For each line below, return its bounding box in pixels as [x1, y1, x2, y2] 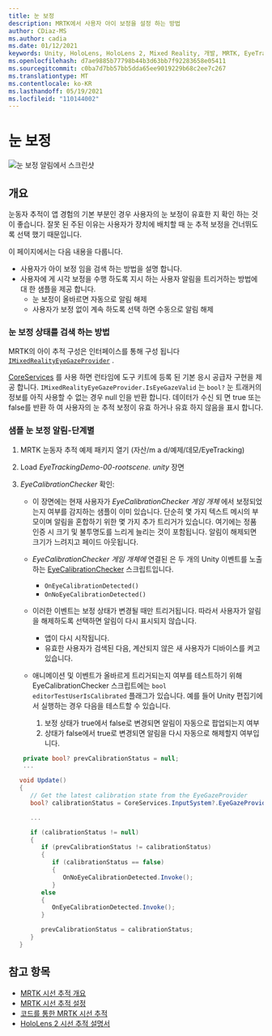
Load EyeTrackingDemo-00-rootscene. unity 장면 [19, 462, 185, 472]
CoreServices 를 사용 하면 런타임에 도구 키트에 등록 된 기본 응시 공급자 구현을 [8, 372, 254, 382]
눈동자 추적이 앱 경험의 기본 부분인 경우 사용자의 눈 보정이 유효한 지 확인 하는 [8, 210, 250, 219]
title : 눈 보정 [8, 11, 55, 20]
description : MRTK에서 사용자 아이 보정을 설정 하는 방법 [8, 19, 181, 28]
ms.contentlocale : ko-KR [8, 79, 92, 87]
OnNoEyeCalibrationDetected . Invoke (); [62, 873, 194, 881]
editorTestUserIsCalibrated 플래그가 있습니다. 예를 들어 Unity [32, 690, 235, 700]
